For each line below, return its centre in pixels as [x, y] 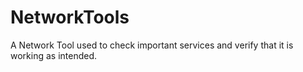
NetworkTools [70, 17]
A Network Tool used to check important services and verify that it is [152, 45]
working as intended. [54, 55]
